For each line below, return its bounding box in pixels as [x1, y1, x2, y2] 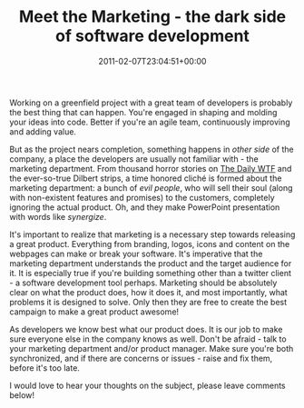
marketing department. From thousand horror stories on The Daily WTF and [9, 163, 292, 174]
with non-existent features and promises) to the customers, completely [9, 192, 275, 203]
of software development [55, 25, 250, 46]
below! [9, 389, 34, 401]
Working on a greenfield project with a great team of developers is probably [9, 97, 293, 108]
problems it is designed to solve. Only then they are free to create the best [9, 296, 288, 307]
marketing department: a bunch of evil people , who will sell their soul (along [9, 182, 293, 193]
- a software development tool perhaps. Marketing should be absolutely [9, 277, 278, 288]
